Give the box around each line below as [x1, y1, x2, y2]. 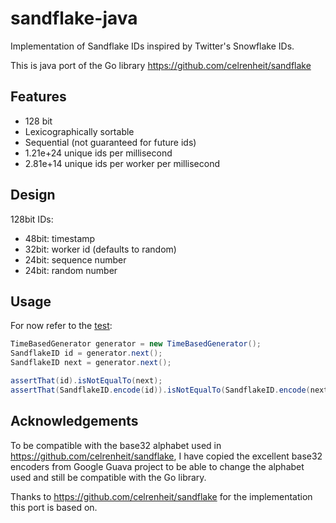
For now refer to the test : [10, 320, 113, 332]
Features [10, 88, 67, 106]
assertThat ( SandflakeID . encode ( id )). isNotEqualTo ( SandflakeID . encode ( [10, 385, 311, 395]
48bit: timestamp [24, 232, 96, 244]
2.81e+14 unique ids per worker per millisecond [24, 157, 221, 169]
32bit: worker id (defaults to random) [24, 243, 177, 255]
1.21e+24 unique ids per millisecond [24, 147, 173, 159]
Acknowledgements [10, 413, 139, 430]
